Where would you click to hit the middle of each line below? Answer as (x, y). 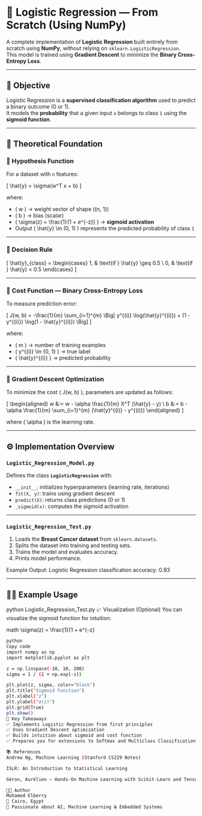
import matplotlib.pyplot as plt (48, 658)
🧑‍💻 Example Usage (42, 595)
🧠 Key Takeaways (26, 719)
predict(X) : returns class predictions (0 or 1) (70, 500)
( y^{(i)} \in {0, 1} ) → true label (53, 351)
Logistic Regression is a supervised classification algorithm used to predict (101, 100)
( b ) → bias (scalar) (39, 216)
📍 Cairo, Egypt (25, 802)
